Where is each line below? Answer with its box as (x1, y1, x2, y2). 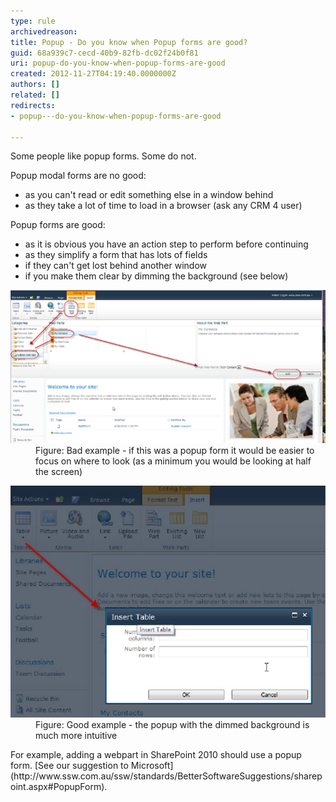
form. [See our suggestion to (10, 759, 129, 771)
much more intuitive (35, 729, 118, 741)
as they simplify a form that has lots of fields (24, 249, 208, 261)
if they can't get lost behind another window (24, 260, 208, 272)
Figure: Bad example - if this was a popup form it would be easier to (35, 444, 315, 456)
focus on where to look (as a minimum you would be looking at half (35, 455, 312, 467)
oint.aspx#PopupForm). (10, 780, 108, 792)
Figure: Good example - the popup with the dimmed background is (35, 718, 310, 730)
